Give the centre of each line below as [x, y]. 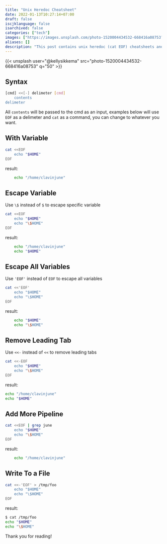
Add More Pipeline [34, 414]
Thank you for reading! [29, 536]
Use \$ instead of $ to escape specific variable [53, 205]
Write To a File [28, 474]
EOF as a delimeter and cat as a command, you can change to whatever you [83, 117]
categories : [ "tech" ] [28, 33]
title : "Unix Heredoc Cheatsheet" [41, 10]
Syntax [16, 82]
